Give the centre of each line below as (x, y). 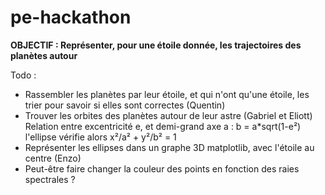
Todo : (23, 75)
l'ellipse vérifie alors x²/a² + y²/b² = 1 (100, 137)
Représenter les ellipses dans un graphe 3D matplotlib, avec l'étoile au (169, 147)
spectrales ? (50, 179)
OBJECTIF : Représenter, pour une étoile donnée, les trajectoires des (156, 45)
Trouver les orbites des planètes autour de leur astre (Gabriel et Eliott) (168, 115)
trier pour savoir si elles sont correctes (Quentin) (125, 105)
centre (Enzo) (53, 158)
